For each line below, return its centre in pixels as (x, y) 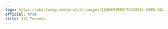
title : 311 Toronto (25, 19)
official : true (21, 14)
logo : (11, 10)
